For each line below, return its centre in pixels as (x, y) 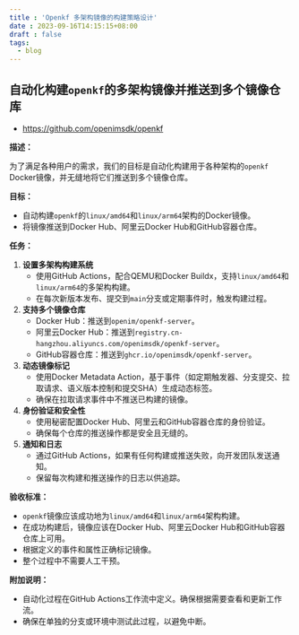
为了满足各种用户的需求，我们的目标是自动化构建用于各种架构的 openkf (139, 166)
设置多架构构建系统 (58, 265)
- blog (30, 51)
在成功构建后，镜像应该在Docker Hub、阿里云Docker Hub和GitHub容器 (154, 526)
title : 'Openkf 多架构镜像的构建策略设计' (84, 17)
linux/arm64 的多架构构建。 (85, 287)
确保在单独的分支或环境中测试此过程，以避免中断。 (116, 621)
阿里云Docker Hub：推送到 (85, 332)
